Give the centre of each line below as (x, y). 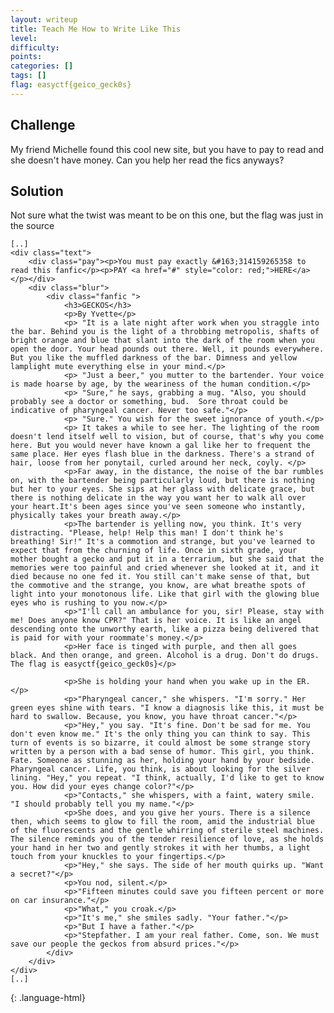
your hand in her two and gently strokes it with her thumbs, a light (160, 848)
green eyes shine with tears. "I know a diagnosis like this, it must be (167, 708)
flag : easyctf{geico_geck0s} (71, 85)
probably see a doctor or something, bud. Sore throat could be (149, 402)
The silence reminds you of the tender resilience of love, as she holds (167, 839)
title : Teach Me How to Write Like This (96, 29)
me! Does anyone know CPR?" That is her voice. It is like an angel (156, 621)
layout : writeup (44, 19)
